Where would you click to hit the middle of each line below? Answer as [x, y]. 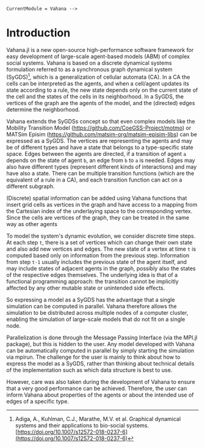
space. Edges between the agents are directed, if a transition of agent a [96, 153]
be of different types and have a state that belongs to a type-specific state [100, 147]
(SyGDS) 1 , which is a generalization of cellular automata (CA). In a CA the [98, 76]
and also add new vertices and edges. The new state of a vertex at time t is [101, 249]
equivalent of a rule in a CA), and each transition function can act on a [94, 180]
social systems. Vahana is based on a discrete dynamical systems [89, 63]
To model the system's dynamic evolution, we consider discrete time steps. [101, 236]
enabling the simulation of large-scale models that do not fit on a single [96, 319]
